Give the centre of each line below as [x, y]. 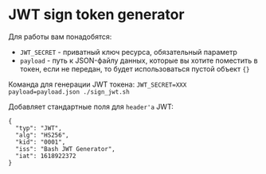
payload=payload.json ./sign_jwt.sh [69, 92]
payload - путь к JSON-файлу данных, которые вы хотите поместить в [139, 60]
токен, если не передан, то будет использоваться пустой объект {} [135, 68]
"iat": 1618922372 [46, 156]
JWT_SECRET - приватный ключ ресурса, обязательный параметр [128, 52]
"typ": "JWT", [39, 128]
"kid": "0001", [41, 142]
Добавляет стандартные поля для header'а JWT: [91, 106]
